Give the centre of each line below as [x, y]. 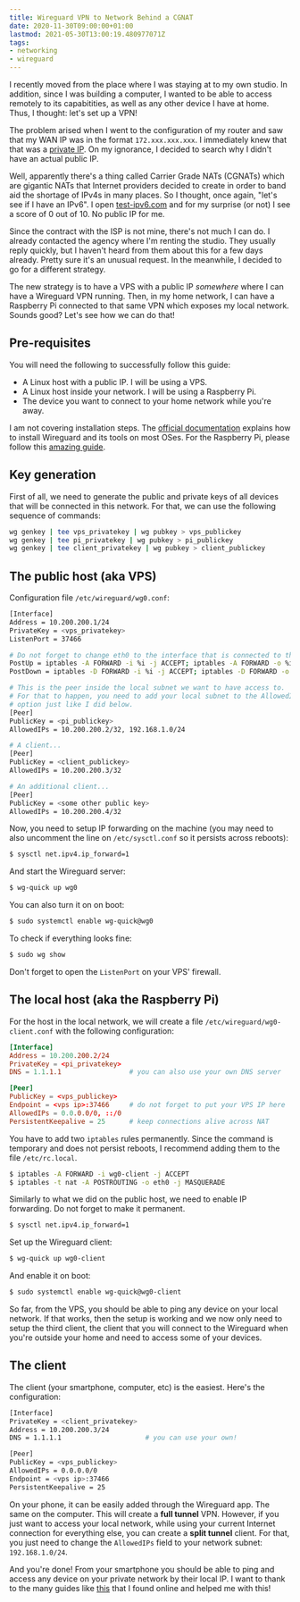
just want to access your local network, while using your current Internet [142, 1523]
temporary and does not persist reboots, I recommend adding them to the [145, 1148]
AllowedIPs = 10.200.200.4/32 [66, 811]
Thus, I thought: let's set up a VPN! [74, 113]
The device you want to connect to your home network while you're [147, 401]
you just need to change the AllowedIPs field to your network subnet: [136, 1542]
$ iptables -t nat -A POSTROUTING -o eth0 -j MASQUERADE [117, 1182]
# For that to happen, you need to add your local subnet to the [133, 696]
